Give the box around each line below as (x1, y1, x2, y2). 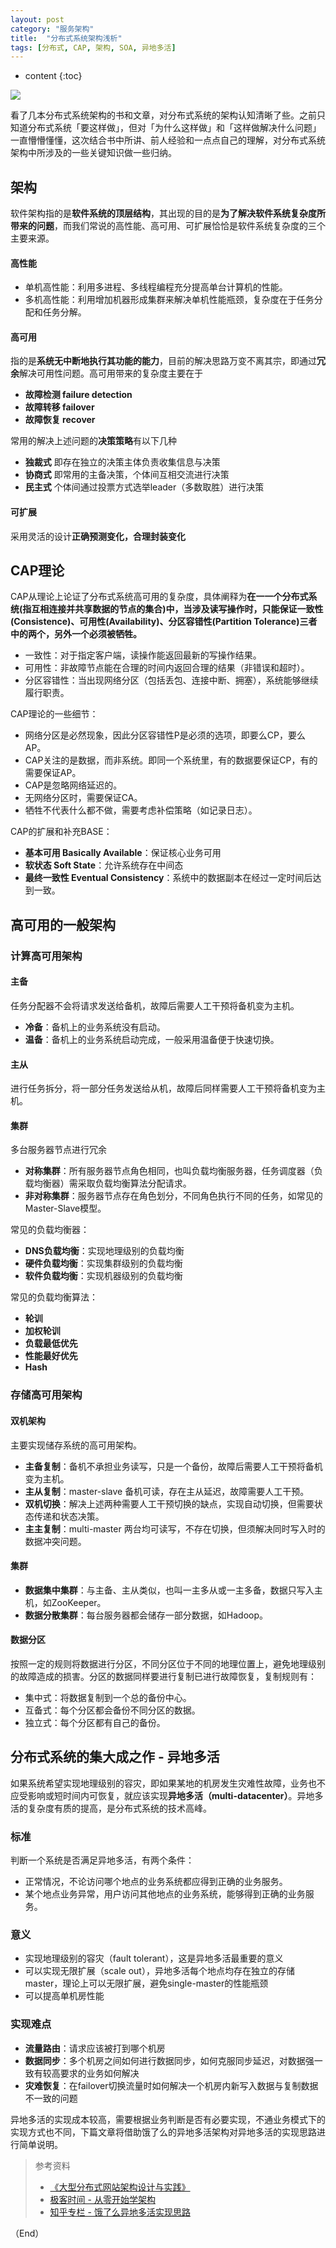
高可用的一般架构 (10, 916, 116, 933)
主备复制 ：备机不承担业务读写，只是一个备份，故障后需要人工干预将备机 (24, 1460, 323, 1472)
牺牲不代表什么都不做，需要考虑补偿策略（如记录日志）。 (24, 804, 258, 816)
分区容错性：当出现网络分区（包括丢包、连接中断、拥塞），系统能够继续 (24, 674, 319, 686)
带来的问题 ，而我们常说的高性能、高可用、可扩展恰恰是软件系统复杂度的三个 (10, 220, 326, 232)
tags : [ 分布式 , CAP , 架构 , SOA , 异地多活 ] (10, 42, 177, 53)
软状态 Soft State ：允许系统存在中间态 (24, 859, 184, 871)
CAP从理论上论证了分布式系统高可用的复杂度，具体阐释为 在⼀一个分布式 (10, 591, 309, 603)
